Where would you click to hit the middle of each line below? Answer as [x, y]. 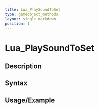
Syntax [16, 83]
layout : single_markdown [31, 19]
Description [23, 66]
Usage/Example [30, 100]
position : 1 [17, 24]
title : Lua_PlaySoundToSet [33, 10]
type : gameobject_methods [32, 14]
